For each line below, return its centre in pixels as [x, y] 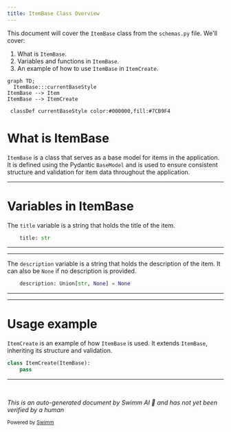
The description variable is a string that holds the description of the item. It [114, 264]
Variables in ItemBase [70, 206]
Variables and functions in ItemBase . [68, 61]
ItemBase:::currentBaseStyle [55, 87]
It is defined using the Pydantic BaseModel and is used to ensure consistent [112, 164]
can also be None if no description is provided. [72, 271]
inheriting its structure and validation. [60, 351]
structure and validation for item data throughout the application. [99, 172]
